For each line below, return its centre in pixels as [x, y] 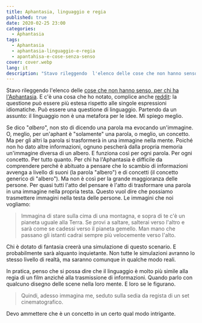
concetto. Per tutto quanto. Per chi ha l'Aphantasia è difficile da [84, 159]
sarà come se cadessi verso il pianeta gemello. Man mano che [98, 229]
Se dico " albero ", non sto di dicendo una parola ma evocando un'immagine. [100, 128]
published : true [26, 17]
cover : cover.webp [29, 62]
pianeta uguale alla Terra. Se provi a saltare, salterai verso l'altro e [103, 223]
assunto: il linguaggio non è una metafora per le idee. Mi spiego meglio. [95, 116]
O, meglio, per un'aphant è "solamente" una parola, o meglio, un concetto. [98, 134]
